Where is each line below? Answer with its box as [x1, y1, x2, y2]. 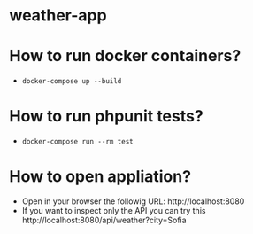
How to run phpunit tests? [9, 106, 203, 127]
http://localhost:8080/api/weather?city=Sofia [21, 214, 188, 225]
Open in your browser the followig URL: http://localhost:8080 [21, 196, 245, 207]
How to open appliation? [9, 167, 192, 187]
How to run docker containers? [9, 46, 241, 66]
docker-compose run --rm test [21, 137, 134, 146]
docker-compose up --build [21, 77, 122, 86]
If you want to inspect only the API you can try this [21, 206, 206, 215]
